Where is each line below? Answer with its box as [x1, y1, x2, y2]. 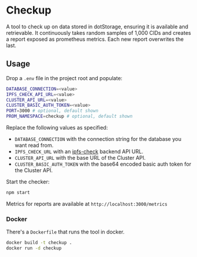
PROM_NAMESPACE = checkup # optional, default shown [6, 113, 133, 120]
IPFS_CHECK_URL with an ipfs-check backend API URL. [14, 148, 143, 155]
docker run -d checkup [6, 245, 62, 251]
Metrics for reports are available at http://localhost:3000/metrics [6, 200, 168, 207]
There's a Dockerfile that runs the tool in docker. [6, 228, 125, 236]
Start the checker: [6, 178, 50, 185]
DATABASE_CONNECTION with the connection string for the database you [14, 136, 182, 142]
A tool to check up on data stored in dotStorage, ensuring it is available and [6, 23, 189, 30]
